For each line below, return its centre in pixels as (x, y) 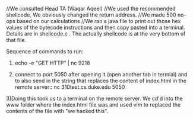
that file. (16, 40)
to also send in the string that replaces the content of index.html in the (101, 81)
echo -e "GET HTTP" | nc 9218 (52, 63)
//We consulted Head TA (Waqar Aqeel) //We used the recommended (91, 9)
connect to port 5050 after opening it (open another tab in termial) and (101, 74)
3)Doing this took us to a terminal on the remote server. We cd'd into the (94, 98)
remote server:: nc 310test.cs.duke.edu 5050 (70, 87)
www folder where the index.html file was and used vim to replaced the (94, 105)
